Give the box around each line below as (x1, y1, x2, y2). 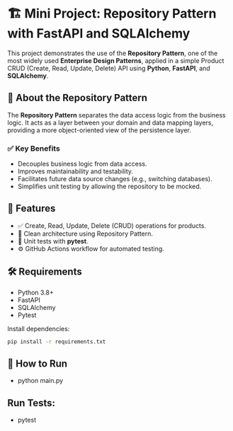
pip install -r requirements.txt (7, 338, 106, 345)
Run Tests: (7, 397, 55, 409)
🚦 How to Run (7, 357, 68, 369)
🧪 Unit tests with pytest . (17, 236, 89, 245)
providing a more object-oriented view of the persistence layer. (7, 125, 191, 134)
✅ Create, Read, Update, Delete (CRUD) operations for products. (17, 221, 207, 230)
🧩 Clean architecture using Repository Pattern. (17, 229, 154, 238)
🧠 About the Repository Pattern (7, 92, 147, 104)
